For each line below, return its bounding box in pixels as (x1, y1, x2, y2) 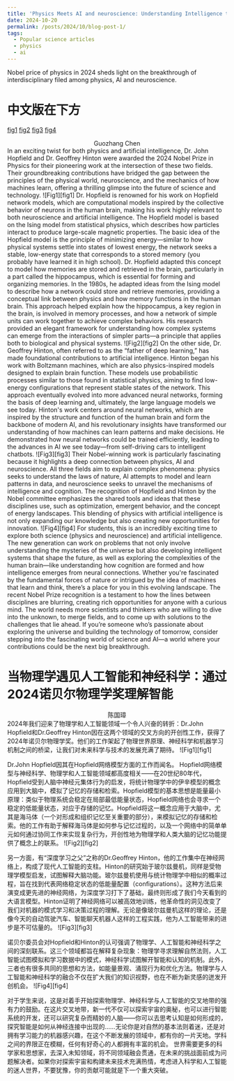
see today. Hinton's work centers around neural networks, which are (7, 405, 204, 414)
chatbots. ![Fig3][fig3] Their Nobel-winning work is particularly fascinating (7, 450, 221, 458)
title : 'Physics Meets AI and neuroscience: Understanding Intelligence (7, 10, 223, 17)
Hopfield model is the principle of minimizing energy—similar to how (7, 235, 203, 244)
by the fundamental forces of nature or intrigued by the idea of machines (7, 575, 217, 584)
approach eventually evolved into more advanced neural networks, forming (7, 391, 223, 399)
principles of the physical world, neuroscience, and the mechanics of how (7, 176, 219, 185)
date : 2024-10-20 (7, 17, 58, 24)
